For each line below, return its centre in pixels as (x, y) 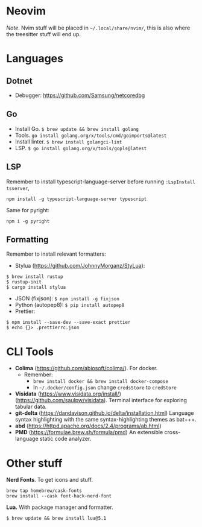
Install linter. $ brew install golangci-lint (68, 141)
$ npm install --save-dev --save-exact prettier (68, 323)
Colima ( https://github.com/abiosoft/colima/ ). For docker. (86, 368)
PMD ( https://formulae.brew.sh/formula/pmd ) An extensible (89, 432)
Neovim (26, 11)
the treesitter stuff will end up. (44, 34)
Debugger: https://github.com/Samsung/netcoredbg (80, 95)
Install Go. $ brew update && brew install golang (77, 128)
